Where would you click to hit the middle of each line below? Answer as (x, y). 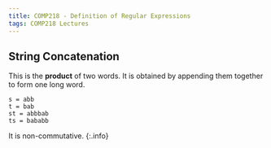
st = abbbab (28, 114)
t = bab (22, 107)
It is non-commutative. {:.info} (59, 136)
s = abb (22, 100)
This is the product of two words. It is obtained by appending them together (136, 76)
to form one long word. (47, 85)
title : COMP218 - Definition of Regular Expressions (100, 16)
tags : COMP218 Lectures (49, 24)
